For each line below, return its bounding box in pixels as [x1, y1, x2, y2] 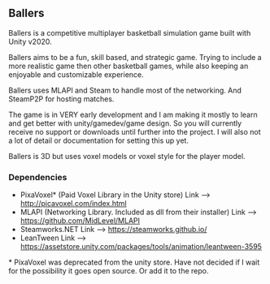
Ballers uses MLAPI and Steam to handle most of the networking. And [8, 85, 242, 95]
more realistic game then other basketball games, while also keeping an [8, 61, 249, 71]
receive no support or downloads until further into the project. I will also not [8, 127, 262, 136]
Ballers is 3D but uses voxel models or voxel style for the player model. [8, 151, 246, 161]
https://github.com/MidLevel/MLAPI [20, 216, 141, 226]
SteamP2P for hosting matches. [8, 93, 115, 104]
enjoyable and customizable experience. [8, 69, 144, 80]
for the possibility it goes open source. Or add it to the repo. [8, 266, 209, 276]
